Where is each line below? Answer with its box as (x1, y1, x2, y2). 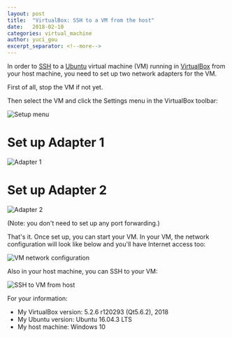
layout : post (7, 10, 45, 17)
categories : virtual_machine (7, 29, 92, 37)
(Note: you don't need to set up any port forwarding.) (7, 218, 161, 227)
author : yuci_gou (7, 36, 58, 43)
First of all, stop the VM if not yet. (7, 83, 103, 91)
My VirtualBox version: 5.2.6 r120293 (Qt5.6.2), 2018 (17, 307, 169, 316)
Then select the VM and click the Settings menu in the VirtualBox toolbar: (7, 97, 218, 105)
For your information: (7, 294, 68, 302)
